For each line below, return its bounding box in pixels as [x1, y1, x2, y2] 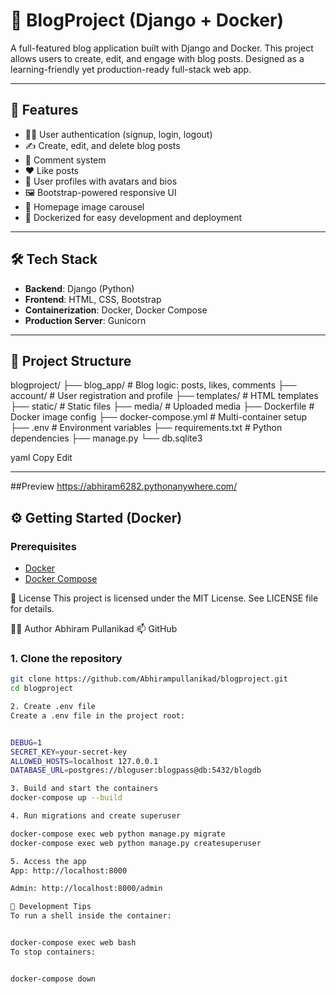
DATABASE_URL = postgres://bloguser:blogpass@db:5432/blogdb [10, 765, 262, 776]
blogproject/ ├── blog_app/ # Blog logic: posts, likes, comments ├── [10, 379, 297, 391]
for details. [10, 603, 55, 615]
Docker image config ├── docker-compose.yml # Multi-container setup [10, 411, 308, 423]
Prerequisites [10, 539, 77, 553]
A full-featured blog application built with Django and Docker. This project [10, 42, 314, 54]
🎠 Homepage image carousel [24, 200, 145, 213]
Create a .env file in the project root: [10, 710, 186, 721]
